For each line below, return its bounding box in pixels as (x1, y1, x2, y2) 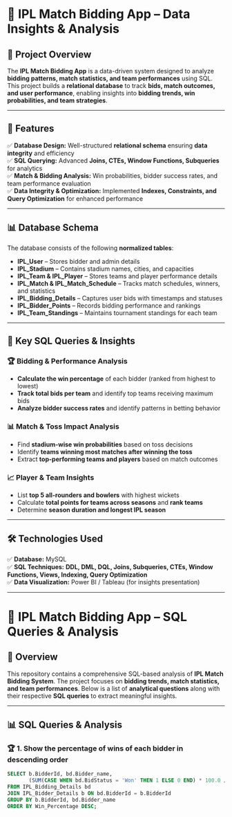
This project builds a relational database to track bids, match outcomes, (7, 82, 215, 89)
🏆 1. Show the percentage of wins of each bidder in (7, 744, 184, 753)
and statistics (17, 287, 56, 295)
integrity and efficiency (7, 149, 75, 157)
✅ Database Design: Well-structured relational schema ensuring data (7, 141, 208, 150)
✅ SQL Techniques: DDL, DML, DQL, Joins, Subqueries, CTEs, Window (7, 562, 213, 571)
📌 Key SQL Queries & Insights (7, 335, 136, 347)
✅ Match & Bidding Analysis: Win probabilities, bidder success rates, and (7, 171, 218, 179)
